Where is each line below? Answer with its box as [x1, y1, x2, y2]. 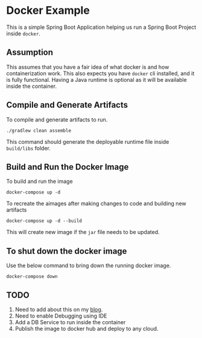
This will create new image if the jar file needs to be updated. [6, 229, 160, 236]
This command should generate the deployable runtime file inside [6, 138, 169, 145]
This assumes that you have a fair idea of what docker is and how [6, 63, 169, 70]
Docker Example [6, 4, 90, 17]
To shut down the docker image [6, 246, 127, 256]
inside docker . [6, 29, 41, 37]
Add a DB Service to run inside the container [14, 319, 126, 325]
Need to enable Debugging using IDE [14, 312, 107, 319]
